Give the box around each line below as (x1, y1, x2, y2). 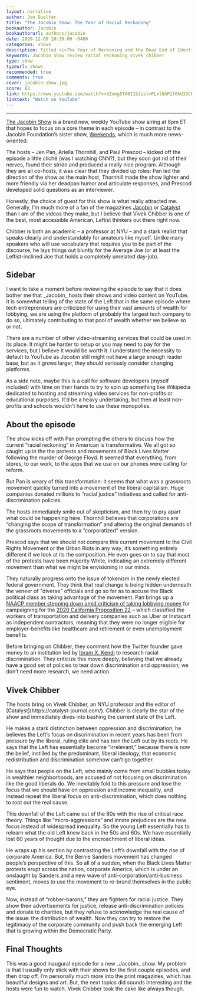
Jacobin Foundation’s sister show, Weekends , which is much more (6, 130, 167, 138)
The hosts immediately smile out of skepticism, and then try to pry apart (6, 508, 181, 515)
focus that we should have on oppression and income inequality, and (6, 786, 173, 794)
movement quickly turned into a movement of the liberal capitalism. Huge (6, 485, 184, 492)
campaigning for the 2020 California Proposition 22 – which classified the (6, 606, 184, 614)
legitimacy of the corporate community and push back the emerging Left (6, 921, 183, 928)
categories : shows (6, 42, 51, 48)
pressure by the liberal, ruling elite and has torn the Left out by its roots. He (6, 737, 189, 744)
